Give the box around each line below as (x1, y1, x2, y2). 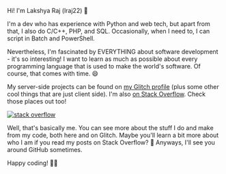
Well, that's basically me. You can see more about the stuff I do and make (7, 124, 214, 132)
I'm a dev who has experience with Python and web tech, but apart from (7, 20, 210, 27)
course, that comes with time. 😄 (7, 69, 99, 77)
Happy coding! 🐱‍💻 (7, 159, 58, 167)
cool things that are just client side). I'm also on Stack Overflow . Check (7, 90, 206, 98)
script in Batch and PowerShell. (7, 34, 96, 42)
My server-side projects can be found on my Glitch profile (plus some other (7, 83, 220, 90)
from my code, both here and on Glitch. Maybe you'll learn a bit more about (7, 131, 219, 139)
